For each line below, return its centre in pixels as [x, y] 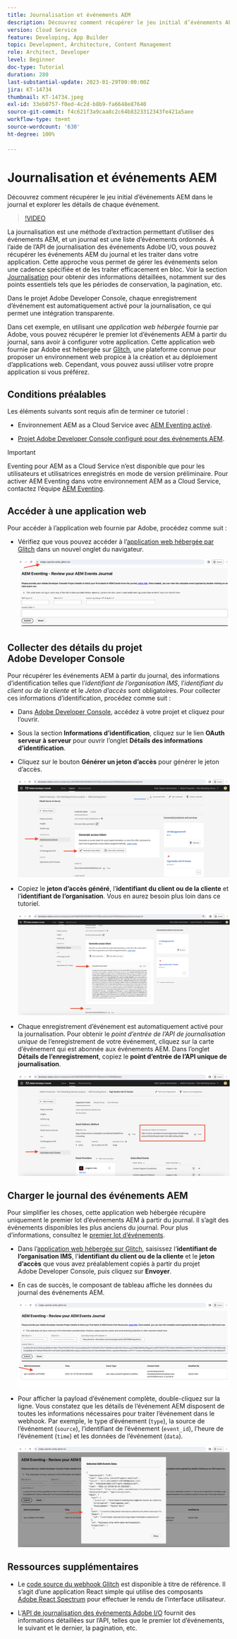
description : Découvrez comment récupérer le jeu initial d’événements [115, 22]
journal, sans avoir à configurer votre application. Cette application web [111, 342]
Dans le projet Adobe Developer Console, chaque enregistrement [102, 298]
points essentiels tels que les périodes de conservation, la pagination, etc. [115, 285]
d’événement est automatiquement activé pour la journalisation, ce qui [109, 306]
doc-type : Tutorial [36, 67]
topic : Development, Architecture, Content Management [90, 45]
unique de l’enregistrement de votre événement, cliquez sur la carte [116, 1041]
